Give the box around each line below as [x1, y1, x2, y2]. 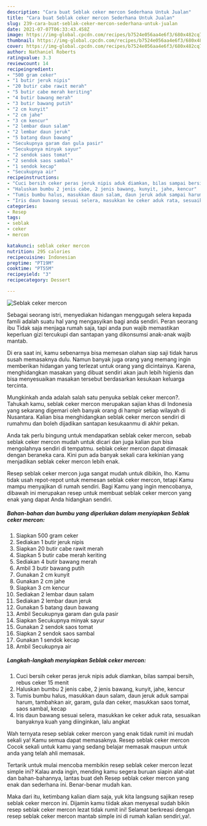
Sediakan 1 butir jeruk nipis [15, 538, 84, 545]
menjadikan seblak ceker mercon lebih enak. [7, 458, 120, 465]
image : [7, 32, 24, 38]
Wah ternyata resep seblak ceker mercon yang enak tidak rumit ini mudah [7, 730, 194, 737]
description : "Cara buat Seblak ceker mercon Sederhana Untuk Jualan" [7, 9, 192, 15]
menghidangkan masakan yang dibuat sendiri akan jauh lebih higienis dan [7, 368, 194, 376]
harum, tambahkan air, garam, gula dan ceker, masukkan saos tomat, [15, 698, 191, 706]
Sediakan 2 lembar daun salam [15, 590, 95, 598]
